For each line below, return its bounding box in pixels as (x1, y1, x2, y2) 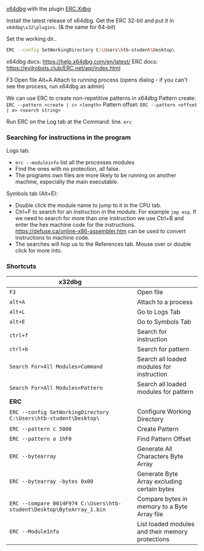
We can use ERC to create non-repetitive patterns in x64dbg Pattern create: (6, 94, 196, 102)
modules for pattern (137, 387, 194, 396)
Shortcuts (6, 262, 36, 271)
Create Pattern (137, 425, 179, 434)
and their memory (137, 527, 188, 536)
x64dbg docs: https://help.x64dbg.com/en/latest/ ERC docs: (6, 58, 158, 65)
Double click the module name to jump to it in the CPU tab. (15, 202, 162, 209)
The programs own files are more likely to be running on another (15, 172, 177, 179)
